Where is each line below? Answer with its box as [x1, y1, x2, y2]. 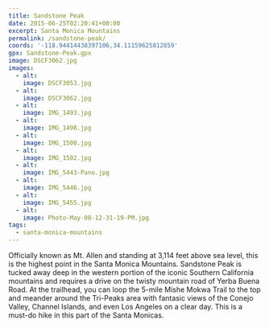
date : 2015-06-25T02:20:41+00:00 [8, 19, 121, 27]
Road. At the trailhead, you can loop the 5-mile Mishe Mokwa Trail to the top [8, 285, 262, 294]
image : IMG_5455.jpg [23, 199, 92, 207]
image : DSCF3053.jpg [23, 79, 92, 87]
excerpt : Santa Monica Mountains [8, 27, 121, 35]
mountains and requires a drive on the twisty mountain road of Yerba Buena [8, 277, 260, 285]
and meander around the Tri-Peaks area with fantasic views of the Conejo [8, 293, 254, 302]
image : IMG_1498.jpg [23, 124, 92, 132]
